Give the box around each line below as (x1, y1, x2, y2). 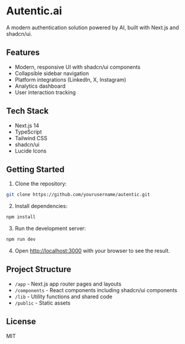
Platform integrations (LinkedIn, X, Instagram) (14, 76, 127, 83)
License (6, 317, 36, 327)
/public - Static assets (14, 299, 71, 306)
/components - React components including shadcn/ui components (14, 286, 177, 293)
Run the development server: (14, 225, 86, 232)
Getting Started (6, 164, 65, 174)
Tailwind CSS (14, 134, 48, 141)
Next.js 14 (14, 122, 40, 129)
